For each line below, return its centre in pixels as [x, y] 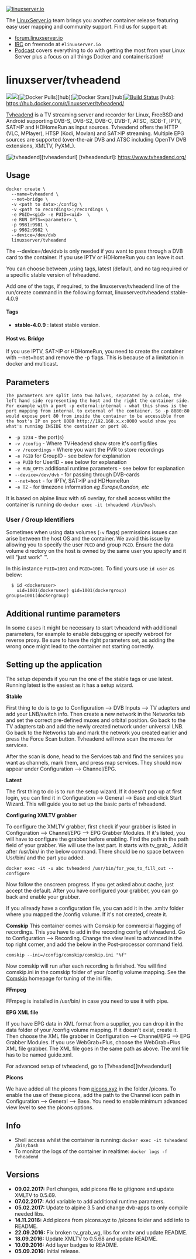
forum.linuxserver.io [39, 38]
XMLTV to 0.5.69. [35, 1195]
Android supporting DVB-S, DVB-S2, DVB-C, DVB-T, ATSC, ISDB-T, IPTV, [94, 121]
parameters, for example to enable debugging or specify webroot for [89, 634]
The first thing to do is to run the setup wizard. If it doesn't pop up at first [94, 791]
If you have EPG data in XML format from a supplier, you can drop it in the [95, 1023]
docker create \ [26, 189]
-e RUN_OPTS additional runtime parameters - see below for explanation [100, 468]
